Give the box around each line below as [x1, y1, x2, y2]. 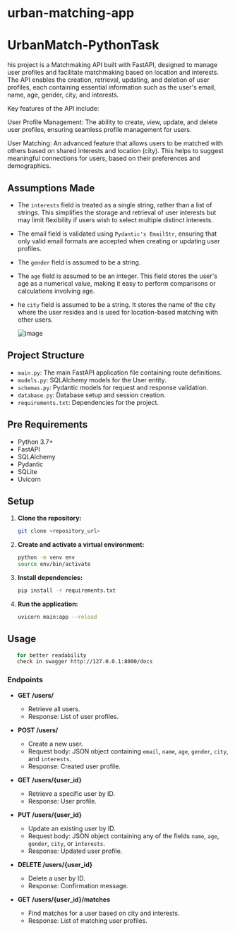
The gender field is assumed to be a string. [17, 258, 141, 266]
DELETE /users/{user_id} [17, 860, 93, 869]
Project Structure [7, 349, 85, 361]
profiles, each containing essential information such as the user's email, [7, 83, 217, 92]
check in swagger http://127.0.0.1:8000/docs [16, 658, 153, 665]
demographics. [7, 162, 52, 170]
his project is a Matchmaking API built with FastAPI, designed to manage [7, 61, 218, 69]
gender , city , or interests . [28, 839, 106, 847]
